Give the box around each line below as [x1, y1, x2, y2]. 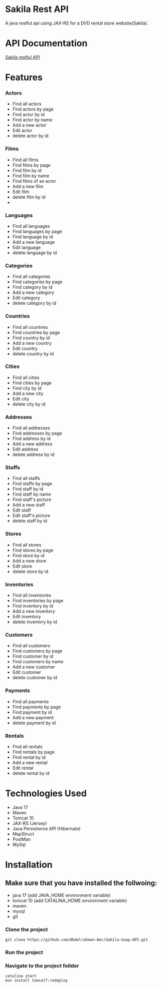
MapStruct [12, 831, 34, 837]
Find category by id [12, 284, 53, 290]
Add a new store [12, 558, 46, 564]
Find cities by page [12, 379, 52, 386]
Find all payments [12, 698, 49, 704]
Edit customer [12, 669, 41, 675]
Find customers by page [12, 648, 63, 654]
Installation [5, 859, 53, 870]
